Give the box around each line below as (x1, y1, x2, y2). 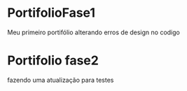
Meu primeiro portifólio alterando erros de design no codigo (7, 28, 180, 36)
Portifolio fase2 (7, 52, 99, 69)
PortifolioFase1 (7, 5, 96, 21)
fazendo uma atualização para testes (7, 76, 114, 84)
